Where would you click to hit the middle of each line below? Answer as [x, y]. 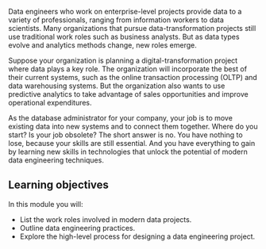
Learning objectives [59, 185]
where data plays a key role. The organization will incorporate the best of [128, 69]
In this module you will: [46, 204]
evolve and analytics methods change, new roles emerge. [102, 45]
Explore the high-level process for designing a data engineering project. [137, 236]
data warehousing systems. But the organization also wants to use [117, 86]
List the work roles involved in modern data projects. [106, 219]
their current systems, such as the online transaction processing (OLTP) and [133, 77]
